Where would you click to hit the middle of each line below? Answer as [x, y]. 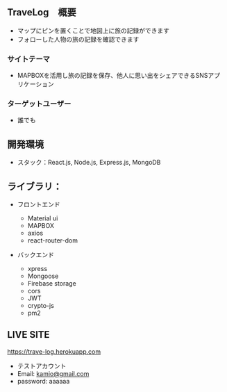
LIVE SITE [28, 335]
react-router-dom [53, 240]
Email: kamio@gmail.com [53, 373]
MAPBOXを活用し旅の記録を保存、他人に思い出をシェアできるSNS [112, 76]
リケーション [35, 84]
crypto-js [41, 306]
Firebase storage [52, 284]
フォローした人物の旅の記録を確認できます [78, 39]
